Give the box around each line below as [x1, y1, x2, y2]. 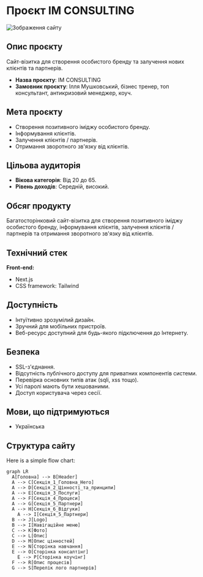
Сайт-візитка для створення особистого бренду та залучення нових [6, 57, 185, 65]
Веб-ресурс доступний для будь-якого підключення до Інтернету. [15, 329, 188, 336]
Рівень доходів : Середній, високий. [15, 183, 109, 190]
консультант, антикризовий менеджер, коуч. [15, 89, 133, 97]
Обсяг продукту [6, 200, 72, 211]
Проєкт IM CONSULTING [6, 4, 135, 18]
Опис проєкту [6, 42, 63, 52]
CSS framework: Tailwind [15, 282, 79, 289]
